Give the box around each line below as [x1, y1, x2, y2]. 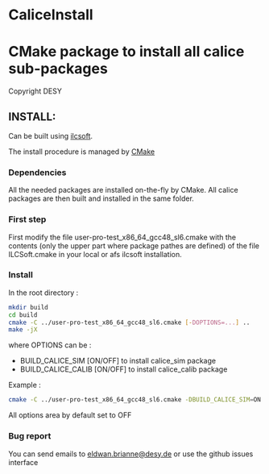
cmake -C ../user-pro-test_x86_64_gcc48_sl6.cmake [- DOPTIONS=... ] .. [8, 318, 250, 326]
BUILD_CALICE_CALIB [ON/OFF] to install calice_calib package [19, 364, 228, 374]
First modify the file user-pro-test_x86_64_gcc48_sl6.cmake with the [8, 232, 237, 242]
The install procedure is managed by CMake [8, 147, 155, 156]
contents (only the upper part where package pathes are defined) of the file [8, 240, 260, 251]
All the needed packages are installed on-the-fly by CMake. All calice [8, 185, 239, 195]
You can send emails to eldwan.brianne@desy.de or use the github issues [8, 449, 254, 459]
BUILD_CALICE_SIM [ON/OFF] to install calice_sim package [19, 356, 216, 366]
